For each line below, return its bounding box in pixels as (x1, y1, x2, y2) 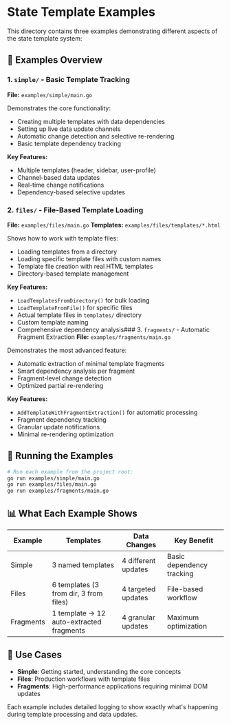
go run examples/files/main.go (7, 481, 97, 488)
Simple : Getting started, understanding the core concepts (16, 667, 181, 675)
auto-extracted (52, 617, 102, 627)
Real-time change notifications (16, 181, 104, 189)
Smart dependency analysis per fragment (16, 367, 135, 375)
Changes (126, 540, 157, 550)
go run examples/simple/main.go (7, 475, 100, 482)
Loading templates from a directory (16, 247, 118, 256)
